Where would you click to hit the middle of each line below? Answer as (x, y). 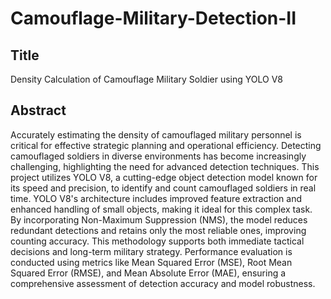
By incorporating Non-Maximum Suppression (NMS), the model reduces (159, 219)
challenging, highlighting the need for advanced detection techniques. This (165, 166)
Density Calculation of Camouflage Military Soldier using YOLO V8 (147, 79)
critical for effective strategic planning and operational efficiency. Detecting (166, 145)
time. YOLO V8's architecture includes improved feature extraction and (156, 198)
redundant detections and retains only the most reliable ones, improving (158, 230)
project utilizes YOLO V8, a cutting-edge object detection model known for (164, 177)
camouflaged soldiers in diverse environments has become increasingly (158, 156)
